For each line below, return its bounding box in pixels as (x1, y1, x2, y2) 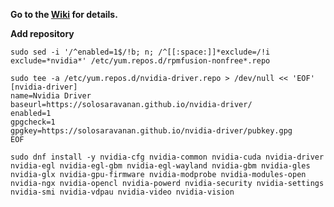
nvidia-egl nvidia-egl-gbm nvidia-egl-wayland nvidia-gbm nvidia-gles (10, 161, 311, 171)
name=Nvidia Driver (10, 91, 92, 101)
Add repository (10, 28, 75, 39)
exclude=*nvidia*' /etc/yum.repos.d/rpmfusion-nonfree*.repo (10, 56, 271, 66)
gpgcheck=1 (10, 117, 56, 127)
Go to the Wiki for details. (10, 9, 118, 20)
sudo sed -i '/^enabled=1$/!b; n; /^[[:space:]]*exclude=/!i (10, 47, 271, 57)
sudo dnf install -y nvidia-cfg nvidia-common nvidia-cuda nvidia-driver (10, 152, 325, 162)
